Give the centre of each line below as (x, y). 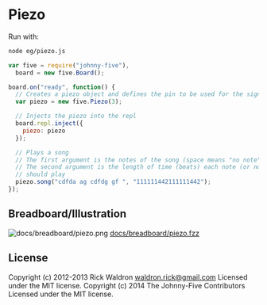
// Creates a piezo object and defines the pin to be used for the (130, 94)
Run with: (24, 36)
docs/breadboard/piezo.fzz (155, 233)
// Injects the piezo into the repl (76, 116)
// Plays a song (42, 152)
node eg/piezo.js (37, 51)
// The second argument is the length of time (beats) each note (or (133, 167)
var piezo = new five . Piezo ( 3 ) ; (69, 102)
